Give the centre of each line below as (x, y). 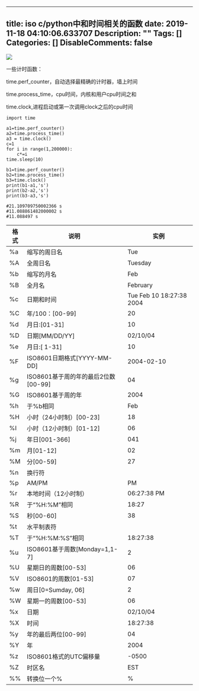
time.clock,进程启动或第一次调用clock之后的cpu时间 (70, 107)
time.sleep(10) (25, 159)
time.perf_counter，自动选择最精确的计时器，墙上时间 (72, 81)
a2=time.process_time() (36, 133)
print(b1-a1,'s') (28, 185)
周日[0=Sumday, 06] (55, 590)
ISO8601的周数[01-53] (60, 578)
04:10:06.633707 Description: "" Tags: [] (104, 33)
